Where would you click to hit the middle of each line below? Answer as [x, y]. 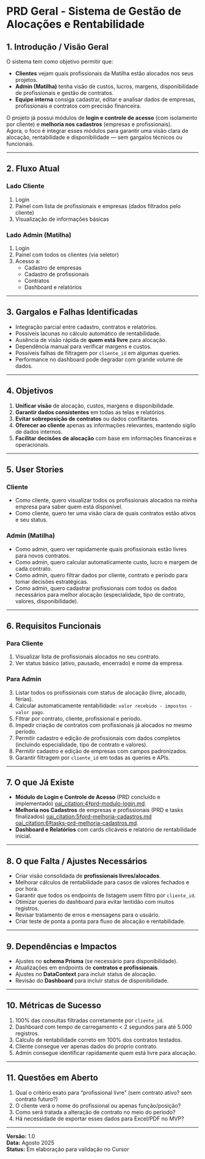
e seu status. [31, 520]
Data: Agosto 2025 [31, 1142]
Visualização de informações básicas [62, 219]
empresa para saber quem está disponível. [69, 507]
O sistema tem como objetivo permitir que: [60, 61]
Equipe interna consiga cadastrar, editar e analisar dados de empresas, [105, 99]
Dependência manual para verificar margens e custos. [83, 346]
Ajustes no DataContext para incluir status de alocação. [86, 974]
